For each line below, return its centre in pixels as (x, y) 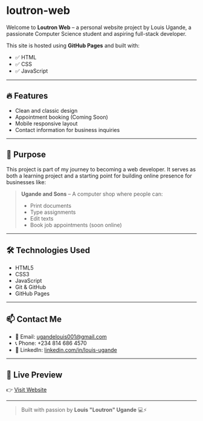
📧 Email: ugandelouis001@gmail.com (61, 337)
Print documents (50, 205)
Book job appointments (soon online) (76, 225)
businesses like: (26, 182)
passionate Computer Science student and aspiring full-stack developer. (96, 33)
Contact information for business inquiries (67, 130)
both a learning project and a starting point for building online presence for (99, 176)
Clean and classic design (46, 110)
